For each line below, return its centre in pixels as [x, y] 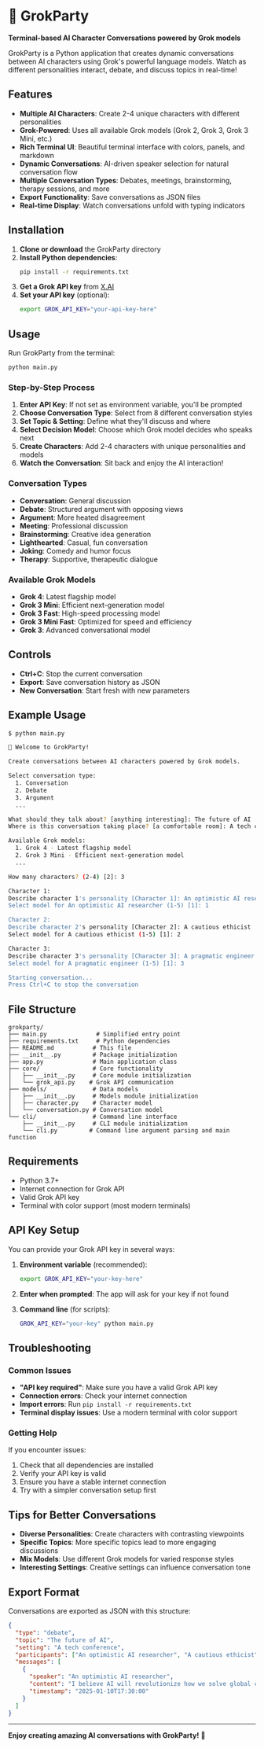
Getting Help [33, 1433]
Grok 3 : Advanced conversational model [85, 630]
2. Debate [31, 790]
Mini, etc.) [36, 138]
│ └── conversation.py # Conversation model [86, 1110]
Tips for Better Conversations [82, 1515]
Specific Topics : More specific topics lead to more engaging [118, 1542]
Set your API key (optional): [64, 295]
